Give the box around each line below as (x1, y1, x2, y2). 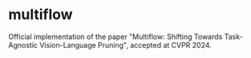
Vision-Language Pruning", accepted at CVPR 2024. (39, 40, 213, 49)
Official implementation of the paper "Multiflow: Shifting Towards (8, 32, 223, 41)
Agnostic (8, 40, 38, 49)
